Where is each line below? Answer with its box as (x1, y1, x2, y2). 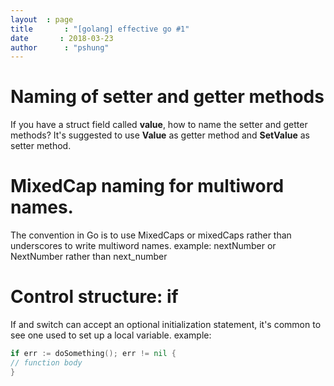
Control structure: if (10, 286, 179, 308)
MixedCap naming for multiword (10, 175, 285, 198)
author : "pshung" (10, 42, 110, 53)
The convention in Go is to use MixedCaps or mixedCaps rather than (10, 229, 292, 241)
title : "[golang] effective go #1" (10, 24, 190, 34)
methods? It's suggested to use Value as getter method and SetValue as (10, 129, 310, 141)
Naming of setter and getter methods (10, 86, 325, 108)
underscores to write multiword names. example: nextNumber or (10, 240, 277, 252)
